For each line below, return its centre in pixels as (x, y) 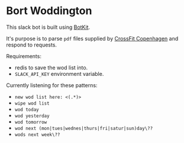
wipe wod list (32, 103)
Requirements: (24, 56)
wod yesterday (32, 116)
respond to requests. (32, 45)
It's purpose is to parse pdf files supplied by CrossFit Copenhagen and (92, 38)
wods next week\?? (37, 134)
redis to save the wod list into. (51, 67)
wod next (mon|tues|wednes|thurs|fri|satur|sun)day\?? (84, 128)
